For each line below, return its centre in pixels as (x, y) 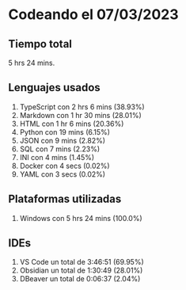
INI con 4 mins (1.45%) (57, 157)
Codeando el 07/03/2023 (94, 15)
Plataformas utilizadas (65, 199)
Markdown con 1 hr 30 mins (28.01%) (80, 115)
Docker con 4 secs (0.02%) (65, 166)
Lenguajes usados (54, 88)
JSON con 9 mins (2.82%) (62, 140)
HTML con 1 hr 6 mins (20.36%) (72, 124)
